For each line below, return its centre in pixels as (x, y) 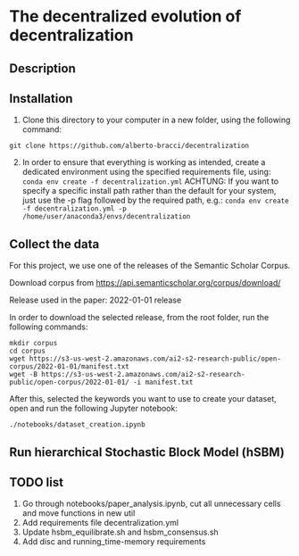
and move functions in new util (79, 513)
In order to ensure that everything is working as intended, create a (144, 162)
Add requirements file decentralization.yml (100, 523)
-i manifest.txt (163, 382)
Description (42, 68)
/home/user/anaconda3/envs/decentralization (106, 217)
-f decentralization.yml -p (74, 209)
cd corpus (28, 351)
